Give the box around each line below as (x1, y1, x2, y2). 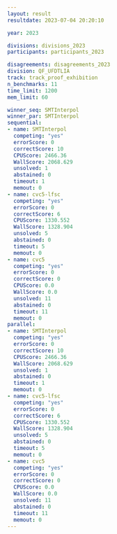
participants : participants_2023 (7, 48, 104, 56)
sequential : (7, 120, 42, 127)
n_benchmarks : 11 (7, 80, 58, 87)
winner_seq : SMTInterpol (7, 106, 79, 113)
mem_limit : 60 (7, 94, 49, 101)
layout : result (7, 10, 52, 17)
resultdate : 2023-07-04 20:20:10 (7, 17, 104, 24)
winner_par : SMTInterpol (7, 113, 79, 120)
